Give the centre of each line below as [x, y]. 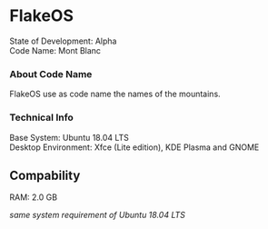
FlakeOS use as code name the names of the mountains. [115, 94]
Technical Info [42, 117]
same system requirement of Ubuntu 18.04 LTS [98, 215]
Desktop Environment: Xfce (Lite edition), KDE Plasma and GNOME [134, 147]
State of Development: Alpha [63, 41]
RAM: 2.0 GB [33, 197]
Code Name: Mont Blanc [55, 50]
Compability [45, 175]
